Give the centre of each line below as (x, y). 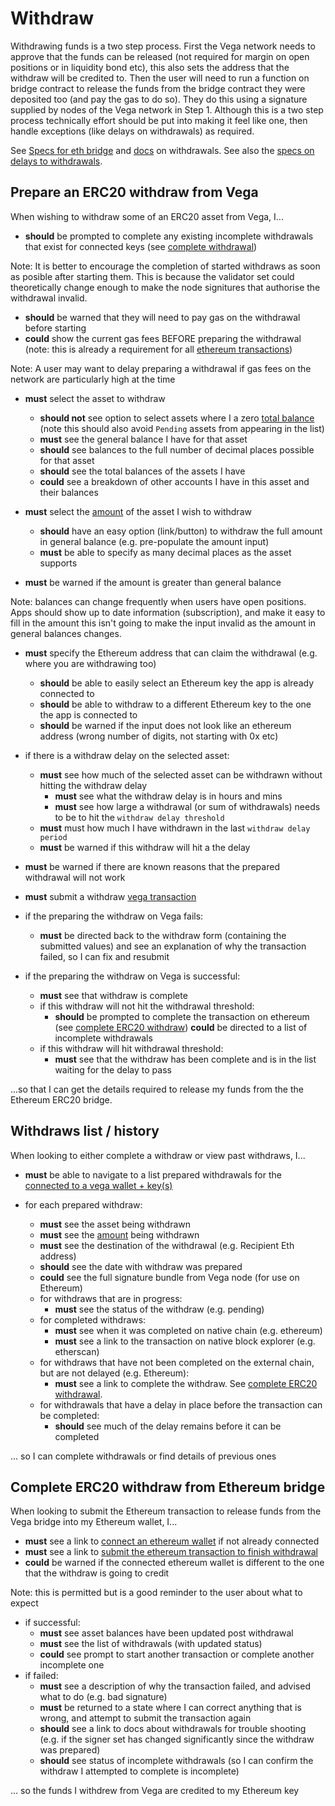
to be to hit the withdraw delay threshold (139, 817)
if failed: (41, 1676)
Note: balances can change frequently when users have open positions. (158, 601)
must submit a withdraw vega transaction (110, 896)
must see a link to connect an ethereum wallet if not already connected (172, 1541)
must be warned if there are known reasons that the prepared (152, 866)
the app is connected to (88, 714)
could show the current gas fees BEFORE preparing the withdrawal (163, 338)
